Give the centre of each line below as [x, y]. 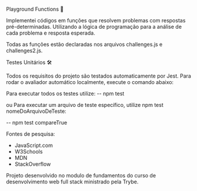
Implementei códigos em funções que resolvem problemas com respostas [96, 20]
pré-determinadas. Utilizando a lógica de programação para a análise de [94, 27]
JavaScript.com [34, 145]
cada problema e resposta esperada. [51, 33]
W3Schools [29, 152]
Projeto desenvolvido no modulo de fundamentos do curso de [81, 175]
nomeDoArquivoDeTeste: [36, 111]
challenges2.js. [24, 51]
